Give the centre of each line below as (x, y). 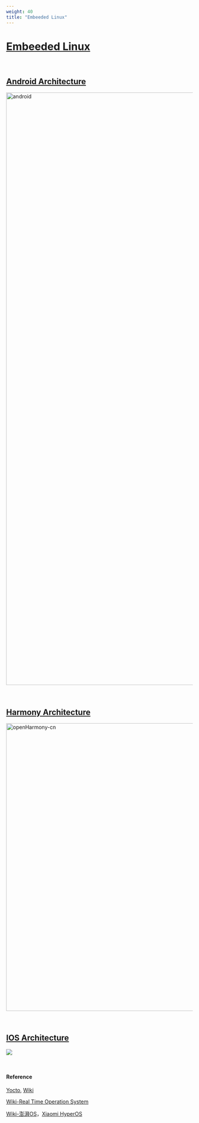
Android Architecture (46, 81)
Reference (19, 1077)
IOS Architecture (38, 1038)
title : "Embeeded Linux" (37, 17)
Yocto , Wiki (20, 1090)
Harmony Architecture (48, 712)
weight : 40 (20, 12)
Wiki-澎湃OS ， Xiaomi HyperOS (44, 1114)
